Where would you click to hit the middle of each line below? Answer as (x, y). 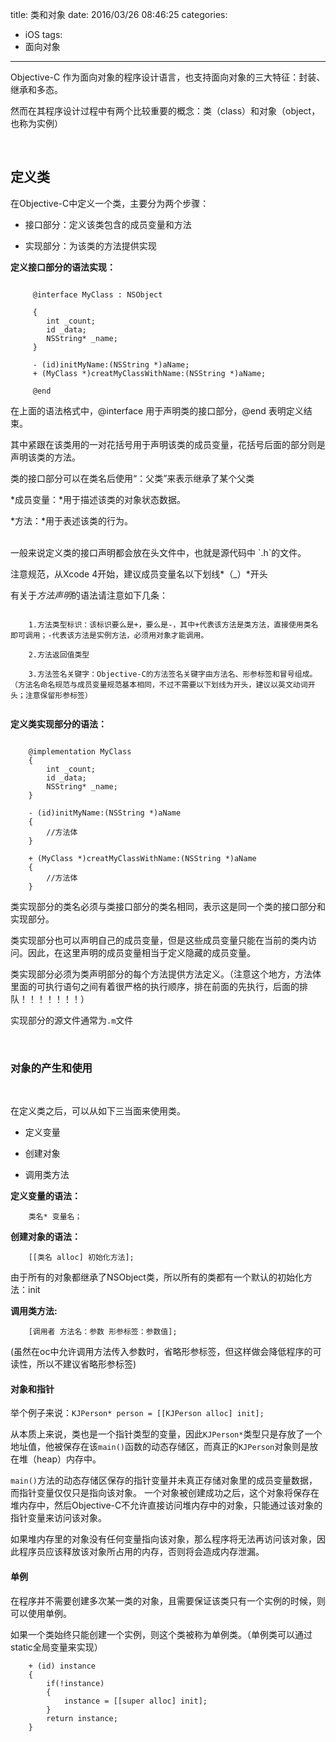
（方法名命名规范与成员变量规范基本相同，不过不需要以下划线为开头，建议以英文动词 (159, 684)
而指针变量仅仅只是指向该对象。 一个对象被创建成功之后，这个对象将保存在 (165, 1493)
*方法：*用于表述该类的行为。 (72, 520)
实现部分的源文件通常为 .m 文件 (72, 1020)
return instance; (82, 1718)
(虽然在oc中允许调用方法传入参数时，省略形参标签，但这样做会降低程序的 (161, 1352)
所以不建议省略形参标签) (86, 1364)
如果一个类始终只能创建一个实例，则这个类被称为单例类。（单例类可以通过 (161, 1634)
